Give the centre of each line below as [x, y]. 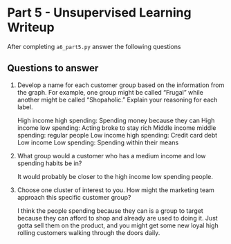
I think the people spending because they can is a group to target [110, 210]
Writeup [31, 27]
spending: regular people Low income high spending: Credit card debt [117, 135]
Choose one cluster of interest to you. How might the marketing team [115, 190]
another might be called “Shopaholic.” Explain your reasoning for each [117, 100]
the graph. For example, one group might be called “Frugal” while [110, 92]
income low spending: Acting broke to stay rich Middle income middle [117, 128]
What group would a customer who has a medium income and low [111, 156]
